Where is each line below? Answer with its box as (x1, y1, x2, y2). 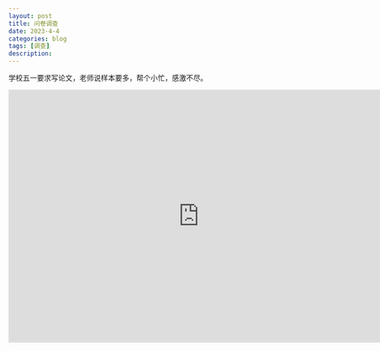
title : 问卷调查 (8, 19, 58, 28)
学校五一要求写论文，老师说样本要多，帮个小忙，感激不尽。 (8, 73, 208, 82)
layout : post (8, 11, 53, 20)
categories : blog (8, 34, 67, 43)
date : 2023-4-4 (8, 27, 60, 35)
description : (8, 50, 53, 58)
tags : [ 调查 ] (8, 42, 50, 50)
